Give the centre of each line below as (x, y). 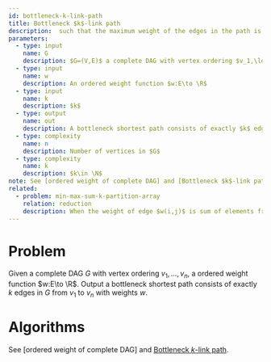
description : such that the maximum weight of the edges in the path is (135, 31)
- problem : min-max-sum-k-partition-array (88, 196)
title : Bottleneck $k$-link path (65, 23)
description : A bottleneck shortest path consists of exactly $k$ (137, 128)
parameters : (28, 38)
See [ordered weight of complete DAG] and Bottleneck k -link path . (119, 349)
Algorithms (47, 327)
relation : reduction (57, 204)
